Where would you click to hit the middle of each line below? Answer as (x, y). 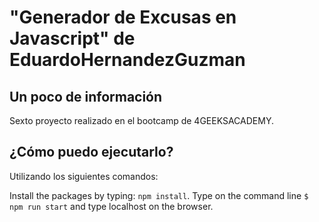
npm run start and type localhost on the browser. (111, 206)
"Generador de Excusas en (123, 17)
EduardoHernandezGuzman (127, 60)
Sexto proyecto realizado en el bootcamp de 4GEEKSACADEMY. (141, 120)
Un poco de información (86, 96)
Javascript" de (72, 38)
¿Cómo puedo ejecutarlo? (91, 152)
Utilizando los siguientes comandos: (84, 176)
